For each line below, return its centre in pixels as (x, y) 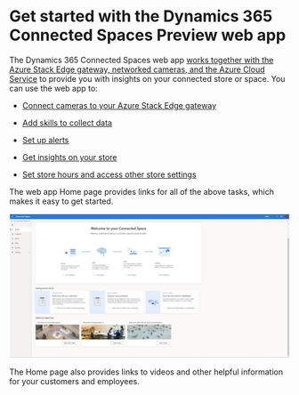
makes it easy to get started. (61, 201)
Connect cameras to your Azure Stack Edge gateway (119, 105)
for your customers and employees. (74, 381)
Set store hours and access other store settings (109, 174)
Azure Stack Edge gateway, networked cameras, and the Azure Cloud (137, 69)
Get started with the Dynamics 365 (141, 16)
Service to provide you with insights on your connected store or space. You (147, 78)
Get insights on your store (69, 157)
